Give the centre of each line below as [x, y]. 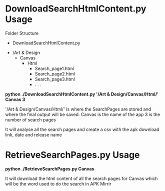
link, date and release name [34, 134]
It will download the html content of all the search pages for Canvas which [81, 178]
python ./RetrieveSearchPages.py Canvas [50, 168]
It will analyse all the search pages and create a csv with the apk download [82, 129]
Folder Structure [22, 33]
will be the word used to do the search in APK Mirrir [58, 183]
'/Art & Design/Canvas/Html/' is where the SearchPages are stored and [78, 109]
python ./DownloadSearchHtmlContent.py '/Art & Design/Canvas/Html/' [82, 94]
